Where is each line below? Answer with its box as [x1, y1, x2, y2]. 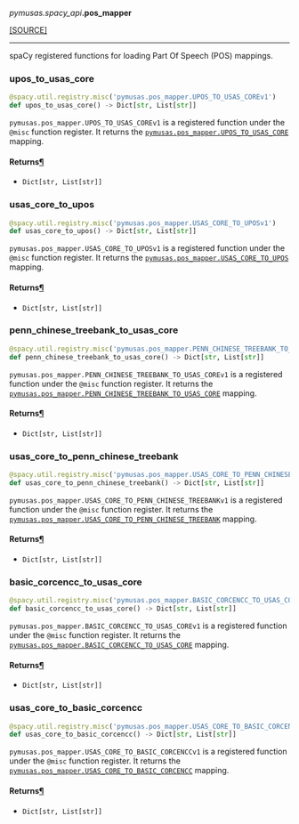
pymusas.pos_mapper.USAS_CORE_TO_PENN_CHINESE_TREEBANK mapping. [9, 513, 257, 524]
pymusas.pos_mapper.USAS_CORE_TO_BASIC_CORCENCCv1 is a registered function [9, 747, 287, 757]
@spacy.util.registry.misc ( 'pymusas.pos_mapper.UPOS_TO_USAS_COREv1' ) [9, 93, 277, 101]
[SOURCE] [9, 25, 47, 35]
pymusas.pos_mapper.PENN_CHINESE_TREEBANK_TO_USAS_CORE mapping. [9, 387, 257, 399]
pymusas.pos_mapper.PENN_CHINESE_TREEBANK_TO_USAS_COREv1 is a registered [9, 368, 283, 379]
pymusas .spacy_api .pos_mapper [9, 8, 132, 18]
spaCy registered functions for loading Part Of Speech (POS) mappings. [9, 51, 273, 61]
